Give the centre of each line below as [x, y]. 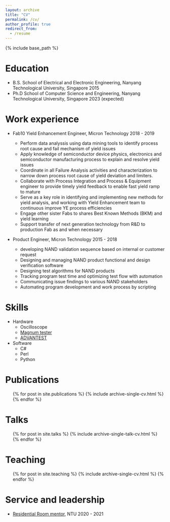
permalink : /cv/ [22, 19]
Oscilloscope [34, 327]
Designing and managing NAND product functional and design [85, 260]
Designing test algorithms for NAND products [67, 271]
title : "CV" [18, 15]
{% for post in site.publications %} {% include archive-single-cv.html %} [88, 394]
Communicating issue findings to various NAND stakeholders [84, 281]
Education [27, 69]
